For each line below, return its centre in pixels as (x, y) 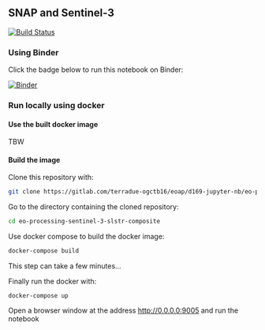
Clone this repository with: (51, 178)
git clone (24, 192)
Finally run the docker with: (52, 281)
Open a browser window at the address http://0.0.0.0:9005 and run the (123, 310)
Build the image (34, 159)
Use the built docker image (53, 124)
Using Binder (34, 52)
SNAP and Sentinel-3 (61, 13)
